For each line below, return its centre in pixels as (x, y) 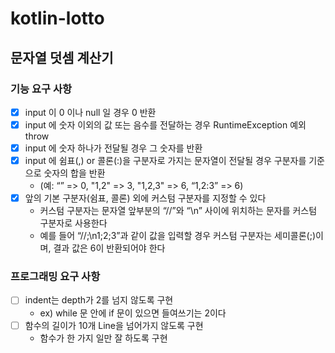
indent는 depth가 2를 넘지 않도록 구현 (99, 300)
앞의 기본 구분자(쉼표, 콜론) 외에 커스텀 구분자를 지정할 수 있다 (145, 198)
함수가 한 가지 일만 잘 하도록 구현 (103, 338)
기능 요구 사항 (41, 89)
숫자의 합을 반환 (74, 173)
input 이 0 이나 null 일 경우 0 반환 (90, 112)
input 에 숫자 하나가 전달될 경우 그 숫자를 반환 (113, 148)
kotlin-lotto (57, 18)
